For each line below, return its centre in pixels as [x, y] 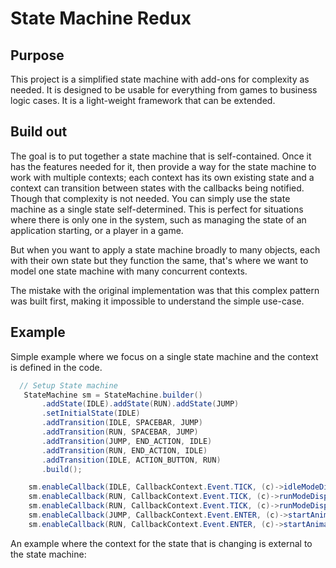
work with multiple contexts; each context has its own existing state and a [162, 177]
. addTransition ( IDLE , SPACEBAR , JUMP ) [122, 423]
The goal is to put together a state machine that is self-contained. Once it [161, 156]
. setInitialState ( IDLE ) [91, 413]
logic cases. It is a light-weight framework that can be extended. [143, 100]
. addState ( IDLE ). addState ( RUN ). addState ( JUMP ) [140, 404]
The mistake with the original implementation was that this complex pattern [165, 290]
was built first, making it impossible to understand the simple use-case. [157, 301]
